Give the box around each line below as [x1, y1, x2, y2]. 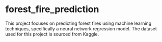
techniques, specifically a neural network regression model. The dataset [5, 25, 157, 31]
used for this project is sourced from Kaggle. [5, 31, 99, 37]
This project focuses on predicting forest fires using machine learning [5, 20, 152, 26]
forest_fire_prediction [5, 4, 99, 15]
